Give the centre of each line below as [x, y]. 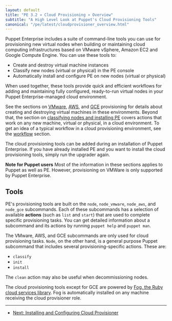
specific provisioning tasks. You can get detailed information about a [78, 220]
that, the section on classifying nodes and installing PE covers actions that [84, 118]
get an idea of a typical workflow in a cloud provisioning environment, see [83, 129]
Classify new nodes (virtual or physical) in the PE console [73, 71]
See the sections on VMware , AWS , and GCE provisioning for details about [84, 107]
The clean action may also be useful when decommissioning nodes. [77, 277]
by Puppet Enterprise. [28, 176]
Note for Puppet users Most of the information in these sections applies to [84, 165]
